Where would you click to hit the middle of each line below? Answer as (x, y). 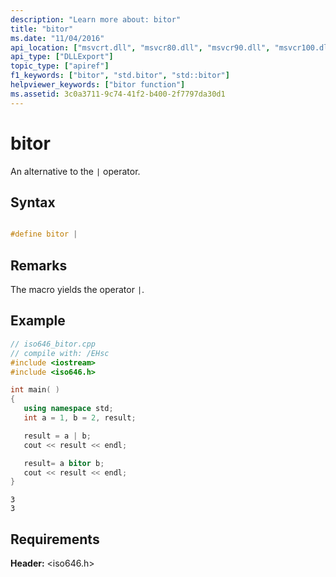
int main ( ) (35, 390)
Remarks (39, 265)
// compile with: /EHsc (60, 353)
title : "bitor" (42, 29)
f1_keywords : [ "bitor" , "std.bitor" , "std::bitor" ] (120, 76)
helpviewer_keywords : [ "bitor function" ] (98, 85)
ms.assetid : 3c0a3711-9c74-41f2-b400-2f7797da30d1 (118, 94)
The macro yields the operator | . (77, 290)
